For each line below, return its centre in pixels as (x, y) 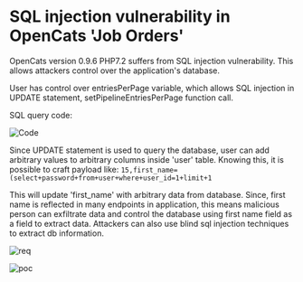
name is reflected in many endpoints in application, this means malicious (145, 204)
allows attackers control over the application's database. (114, 70)
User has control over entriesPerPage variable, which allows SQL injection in (152, 88)
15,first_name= (149, 170)
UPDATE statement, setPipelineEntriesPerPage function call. (121, 98)
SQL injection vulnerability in (120, 17)
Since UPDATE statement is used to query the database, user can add (139, 150)
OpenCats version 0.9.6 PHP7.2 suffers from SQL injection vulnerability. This (151, 61)
